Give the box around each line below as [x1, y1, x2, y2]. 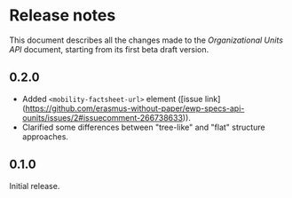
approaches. [21, 131, 69, 142]
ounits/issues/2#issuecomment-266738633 [21, 112, 184, 123]
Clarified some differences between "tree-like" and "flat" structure [21, 122, 265, 132]
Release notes [9, 5, 116, 26]
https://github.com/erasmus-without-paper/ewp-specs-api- [25, 103, 245, 114]
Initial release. [9, 180, 60, 191]
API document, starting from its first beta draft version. [9, 44, 209, 54]
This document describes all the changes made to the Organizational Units [9, 35, 284, 45]
